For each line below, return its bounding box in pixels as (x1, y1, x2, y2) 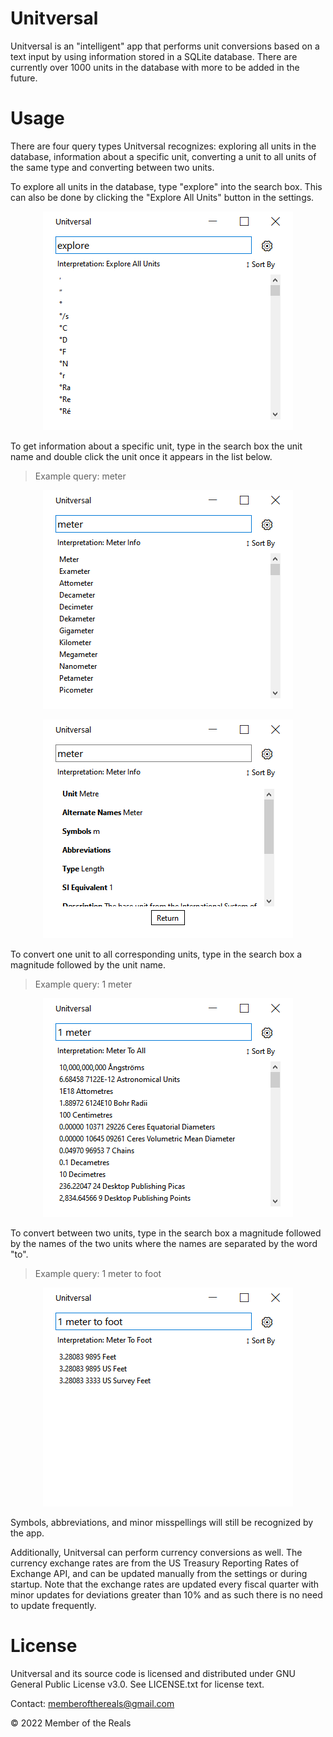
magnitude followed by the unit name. (10, 958, 166, 971)
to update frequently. (10, 1599, 97, 1611)
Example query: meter (34, 470, 127, 482)
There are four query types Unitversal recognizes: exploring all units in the (10, 140, 317, 152)
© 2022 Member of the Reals (10, 1717, 132, 1729)
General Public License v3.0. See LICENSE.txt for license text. (10, 1678, 265, 1690)
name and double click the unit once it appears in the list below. (10, 450, 273, 462)
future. (10, 72, 38, 84)
